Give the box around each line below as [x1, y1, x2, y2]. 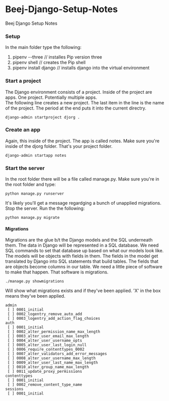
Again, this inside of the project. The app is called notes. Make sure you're [5, 138, 160, 144]
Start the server [5, 164, 45, 171]
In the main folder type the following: [5, 44, 82, 50]
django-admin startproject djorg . [5, 114, 80, 120]
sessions [5, 387, 24, 392]
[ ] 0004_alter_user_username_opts [7, 338, 82, 343]
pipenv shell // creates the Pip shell [12, 60, 86, 66]
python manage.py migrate [5, 215, 60, 220]
